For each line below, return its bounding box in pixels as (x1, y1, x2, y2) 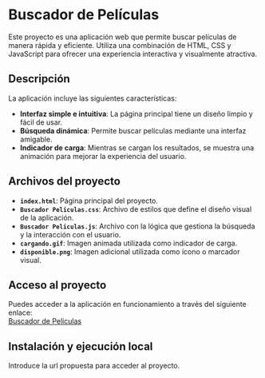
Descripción (8, 72, 70, 86)
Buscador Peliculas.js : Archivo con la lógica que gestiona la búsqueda (19, 221, 255, 231)
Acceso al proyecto (8, 278, 107, 292)
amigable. (19, 134, 53, 144)
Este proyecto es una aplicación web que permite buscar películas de (8, 32, 237, 42)
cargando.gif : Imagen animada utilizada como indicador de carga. (19, 238, 238, 248)
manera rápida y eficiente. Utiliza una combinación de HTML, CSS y (8, 40, 231, 50)
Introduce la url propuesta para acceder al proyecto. (8, 361, 180, 371)
